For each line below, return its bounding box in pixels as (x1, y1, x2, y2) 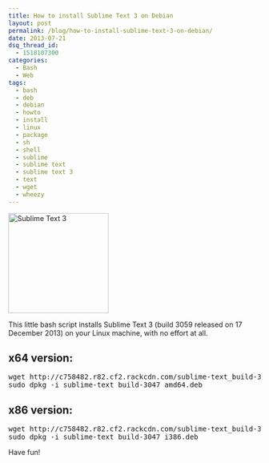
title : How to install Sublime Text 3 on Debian (8, 11, 174, 20)
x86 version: (8, 403, 74, 417)
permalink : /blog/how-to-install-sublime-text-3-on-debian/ (8, 26, 214, 34)
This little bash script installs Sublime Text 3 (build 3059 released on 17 (8, 320, 243, 329)
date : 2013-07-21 (8, 34, 66, 42)
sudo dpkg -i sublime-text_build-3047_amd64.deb (8, 380, 203, 389)
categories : (8, 57, 48, 65)
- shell (15, 146, 42, 154)
